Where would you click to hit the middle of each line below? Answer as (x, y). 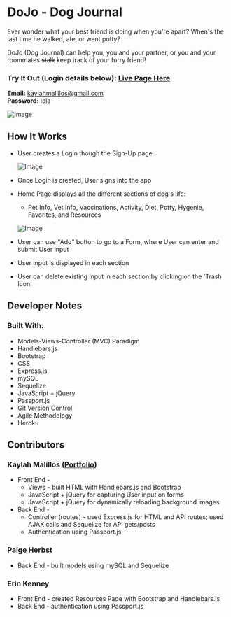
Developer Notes (45, 306)
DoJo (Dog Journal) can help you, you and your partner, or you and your (112, 52)
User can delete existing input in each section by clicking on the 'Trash (119, 276)
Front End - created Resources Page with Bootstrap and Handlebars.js (119, 599)
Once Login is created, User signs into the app (84, 180)
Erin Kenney (28, 583)
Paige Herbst (30, 550)
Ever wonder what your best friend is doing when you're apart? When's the (115, 31)
